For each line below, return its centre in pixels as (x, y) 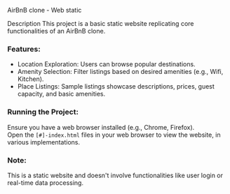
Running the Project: (43, 112)
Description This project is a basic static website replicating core (101, 23)
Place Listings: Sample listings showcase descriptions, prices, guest (116, 87)
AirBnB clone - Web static (45, 10)
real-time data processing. (46, 182)
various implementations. (44, 142)
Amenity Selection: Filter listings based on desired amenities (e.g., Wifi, (120, 72)
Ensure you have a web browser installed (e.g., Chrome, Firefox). (101, 127)
